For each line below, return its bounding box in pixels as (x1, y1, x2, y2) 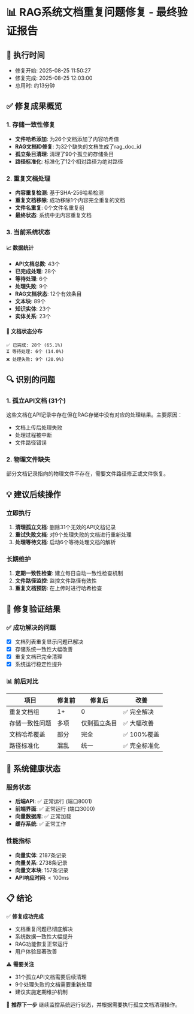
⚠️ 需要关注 (6, 961, 35, 968)
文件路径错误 (14, 439, 47, 446)
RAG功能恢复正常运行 (14, 940, 68, 947)
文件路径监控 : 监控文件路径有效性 (14, 577, 97, 584)
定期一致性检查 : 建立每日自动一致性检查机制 (14, 570, 123, 577)
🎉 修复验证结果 (6, 603, 61, 614)
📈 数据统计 (6, 244, 34, 251)
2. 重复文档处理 (6, 174, 51, 183)
